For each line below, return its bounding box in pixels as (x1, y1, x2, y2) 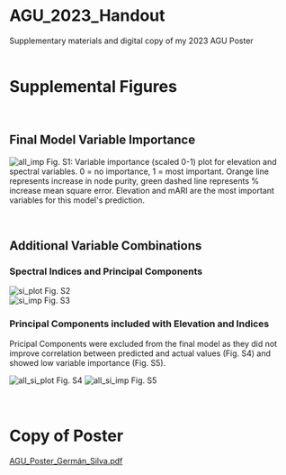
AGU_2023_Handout (9, 5, 165, 26)
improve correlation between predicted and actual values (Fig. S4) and (9, 348, 272, 359)
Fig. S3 (43, 295, 70, 306)
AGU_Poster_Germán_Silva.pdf (9, 455, 123, 466)
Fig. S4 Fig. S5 (56, 375, 157, 386)
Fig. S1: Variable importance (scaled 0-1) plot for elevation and (46, 156, 277, 167)
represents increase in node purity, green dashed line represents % (9, 175, 259, 186)
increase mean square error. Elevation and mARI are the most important (9, 185, 274, 196)
